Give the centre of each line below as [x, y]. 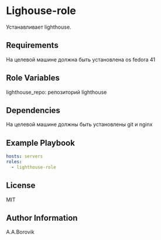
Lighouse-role [41, 11]
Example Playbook [40, 143]
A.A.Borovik [20, 232]
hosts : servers [25, 156]
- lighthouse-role [34, 167]
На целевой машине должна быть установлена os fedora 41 [81, 59]
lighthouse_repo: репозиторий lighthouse [56, 92]
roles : [14, 162]
